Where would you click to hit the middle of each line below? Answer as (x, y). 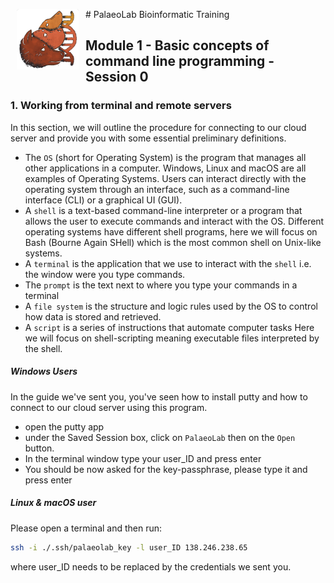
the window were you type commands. (105, 274)
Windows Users (44, 371)
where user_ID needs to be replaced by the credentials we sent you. (151, 566)
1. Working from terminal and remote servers (121, 106)
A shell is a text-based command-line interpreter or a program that (163, 210)
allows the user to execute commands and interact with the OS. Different (174, 221)
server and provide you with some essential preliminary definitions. (148, 138)
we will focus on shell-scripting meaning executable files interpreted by (172, 338)
